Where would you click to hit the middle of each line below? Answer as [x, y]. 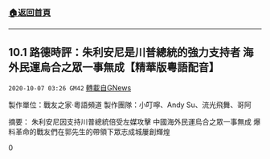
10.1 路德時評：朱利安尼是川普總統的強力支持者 [125, 52]
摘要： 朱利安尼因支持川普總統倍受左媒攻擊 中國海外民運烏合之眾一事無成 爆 [135, 122]
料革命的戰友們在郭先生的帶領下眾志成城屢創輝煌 [89, 132]
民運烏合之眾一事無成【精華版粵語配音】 [119, 67]
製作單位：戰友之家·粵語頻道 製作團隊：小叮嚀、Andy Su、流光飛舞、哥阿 [130, 105]
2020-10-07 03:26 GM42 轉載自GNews [70, 88]
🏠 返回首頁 [30, 12]
